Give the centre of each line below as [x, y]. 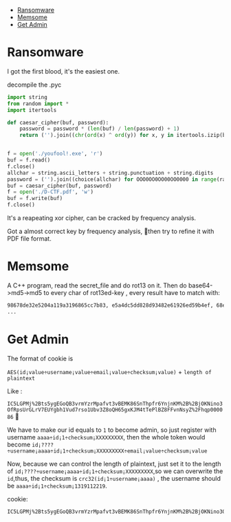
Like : [15, 391]
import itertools [32, 110]
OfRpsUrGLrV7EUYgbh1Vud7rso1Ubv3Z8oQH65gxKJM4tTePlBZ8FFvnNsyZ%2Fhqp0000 [115, 410]
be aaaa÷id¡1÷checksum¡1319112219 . [57, 486]
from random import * [38, 104]
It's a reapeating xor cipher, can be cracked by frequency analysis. [102, 218]
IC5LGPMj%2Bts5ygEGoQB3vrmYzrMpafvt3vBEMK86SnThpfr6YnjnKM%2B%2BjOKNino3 [115, 404]
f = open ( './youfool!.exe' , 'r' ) [55, 154]
